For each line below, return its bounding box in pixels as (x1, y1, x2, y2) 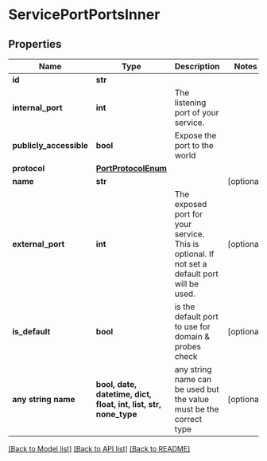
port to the (174, 140, 215, 150)
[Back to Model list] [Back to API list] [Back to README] (8, 444, 191, 453)
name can (174, 374, 212, 385)
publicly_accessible (12, 140, 89, 150)
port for (174, 209, 203, 220)
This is (174, 239, 199, 249)
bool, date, (95, 379, 137, 389)
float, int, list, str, (95, 399, 161, 409)
